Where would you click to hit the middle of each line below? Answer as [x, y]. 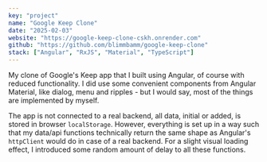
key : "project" [33, 15]
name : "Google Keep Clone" [53, 23]
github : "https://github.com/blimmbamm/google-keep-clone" [108, 45]
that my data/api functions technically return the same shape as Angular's [130, 133]
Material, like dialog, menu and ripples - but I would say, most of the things [131, 92]
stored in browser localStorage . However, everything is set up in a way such [134, 124]
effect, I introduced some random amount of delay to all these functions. [127, 149]
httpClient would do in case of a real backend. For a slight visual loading [128, 141]
